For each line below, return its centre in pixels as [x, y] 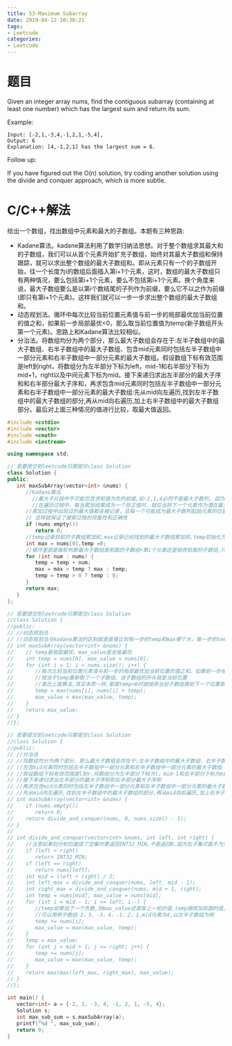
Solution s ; [33, 1011]
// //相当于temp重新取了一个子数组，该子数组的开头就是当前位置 [97, 678]
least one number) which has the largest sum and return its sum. [99, 108]
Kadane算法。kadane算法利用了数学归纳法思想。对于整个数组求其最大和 [120, 245]
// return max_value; [43, 710]
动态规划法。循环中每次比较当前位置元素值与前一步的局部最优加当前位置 [120, 314]
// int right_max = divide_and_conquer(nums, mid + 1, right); [105, 889]
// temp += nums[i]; [46, 921]
